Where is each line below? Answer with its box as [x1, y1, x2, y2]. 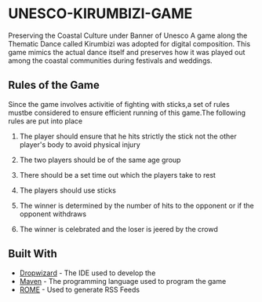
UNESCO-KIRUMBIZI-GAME [8, 5, 193, 23]
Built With [8, 247, 57, 260]
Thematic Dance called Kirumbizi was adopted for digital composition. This [8, 39, 251, 48]
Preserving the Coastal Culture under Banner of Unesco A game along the [8, 31, 248, 40]
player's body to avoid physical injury [19, 139, 141, 149]
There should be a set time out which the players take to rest [19, 170, 216, 179]
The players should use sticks [19, 186, 116, 195]
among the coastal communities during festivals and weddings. [8, 56, 213, 65]
